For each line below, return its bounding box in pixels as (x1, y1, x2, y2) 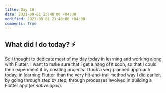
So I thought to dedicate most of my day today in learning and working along (5, 56, 162, 62)
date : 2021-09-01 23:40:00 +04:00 (5, 12, 77, 17)
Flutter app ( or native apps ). (5, 83, 63, 89)
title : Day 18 (5, 7, 35, 12)
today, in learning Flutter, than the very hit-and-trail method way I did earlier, (5, 72, 161, 78)
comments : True (5, 21, 37, 26)
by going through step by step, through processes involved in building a (5, 77, 152, 83)
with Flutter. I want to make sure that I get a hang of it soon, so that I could (5, 61, 157, 67)
